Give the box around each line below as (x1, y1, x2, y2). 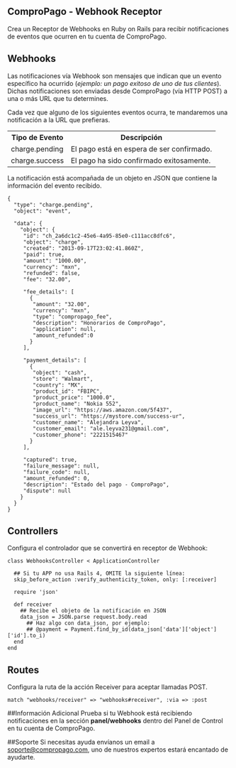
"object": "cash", (33, 369, 87, 376)
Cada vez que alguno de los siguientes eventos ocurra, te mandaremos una (7, 108, 228, 117)
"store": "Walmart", (33, 375, 94, 382)
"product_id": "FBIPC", (33, 387, 103, 395)
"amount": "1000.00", (23, 257, 87, 264)
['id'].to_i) (7, 632, 46, 639)
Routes (7, 664, 40, 676)
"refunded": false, (23, 269, 81, 276)
